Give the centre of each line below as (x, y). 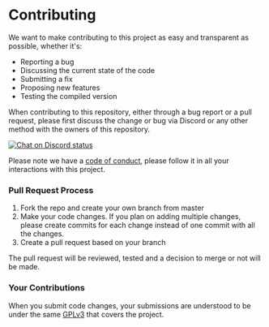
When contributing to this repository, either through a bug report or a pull (130, 112)
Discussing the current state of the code (88, 70)
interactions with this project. (57, 169)
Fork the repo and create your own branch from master (112, 208)
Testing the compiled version (68, 96)
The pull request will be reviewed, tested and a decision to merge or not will (134, 258)
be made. (24, 267)
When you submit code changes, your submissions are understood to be (130, 305)
